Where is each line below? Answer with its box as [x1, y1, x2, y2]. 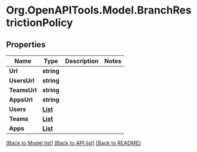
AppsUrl [9, 95, 33, 104]
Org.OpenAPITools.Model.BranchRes [6, 4, 192, 17]
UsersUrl [9, 77, 35, 84]
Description [65, 57, 99, 65]
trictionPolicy [6, 16, 74, 29]
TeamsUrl [9, 86, 37, 94]
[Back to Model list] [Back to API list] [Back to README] [6, 140, 141, 146]
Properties [6, 39, 46, 49]
